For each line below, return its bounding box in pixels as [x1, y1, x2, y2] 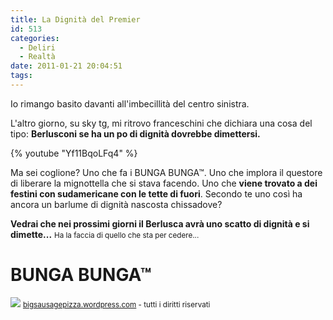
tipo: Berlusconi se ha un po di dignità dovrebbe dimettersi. [10, 127, 261, 140]
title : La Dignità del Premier [10, 14, 141, 25]
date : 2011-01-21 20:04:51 [10, 61, 123, 71]
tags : [10, 71, 33, 81]
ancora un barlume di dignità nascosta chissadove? [10, 198, 223, 210]
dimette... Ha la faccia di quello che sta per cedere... [10, 228, 200, 240]
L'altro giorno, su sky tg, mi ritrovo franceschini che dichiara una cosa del [10, 117, 313, 129]
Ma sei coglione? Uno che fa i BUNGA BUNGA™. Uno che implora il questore [10, 166, 323, 178]
